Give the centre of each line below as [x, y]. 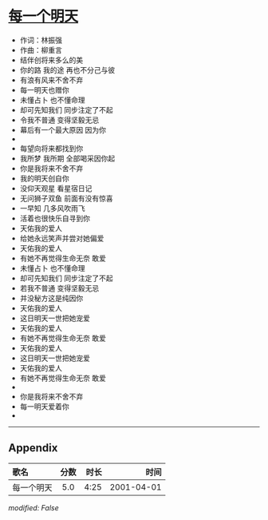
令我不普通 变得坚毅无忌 [59, 120]
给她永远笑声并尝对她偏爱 [62, 238]
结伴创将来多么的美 [51, 60]
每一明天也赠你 [44, 89]
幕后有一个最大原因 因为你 [63, 129]
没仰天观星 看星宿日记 [56, 188]
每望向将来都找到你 [51, 148]
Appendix [33, 448]
